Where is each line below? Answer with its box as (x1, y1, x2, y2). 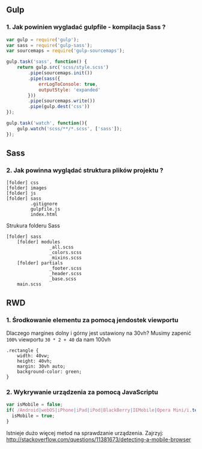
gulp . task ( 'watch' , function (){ (6, 120, 87, 126)
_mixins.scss (49, 255, 82, 261)
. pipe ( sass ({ (28, 75, 61, 81)
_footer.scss (49, 266, 82, 272)
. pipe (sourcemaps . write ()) (28, 98, 96, 104)
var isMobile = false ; (6, 401, 63, 408)
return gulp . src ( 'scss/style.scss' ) (17, 65, 109, 71)
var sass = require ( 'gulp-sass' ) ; (6, 42, 93, 48)
